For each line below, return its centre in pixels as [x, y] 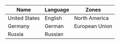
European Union [93, 26]
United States [24, 18]
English [53, 18]
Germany [19, 26]
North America [92, 18]
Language [57, 10]
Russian [54, 34]
